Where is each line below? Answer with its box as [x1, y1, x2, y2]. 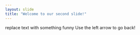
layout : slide [5, 7, 34, 12]
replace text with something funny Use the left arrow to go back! [5, 24, 136, 30]
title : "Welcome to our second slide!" [5, 12, 87, 16]
